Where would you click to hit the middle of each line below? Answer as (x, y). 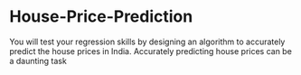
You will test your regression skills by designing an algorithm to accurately (147, 42)
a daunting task (38, 61)
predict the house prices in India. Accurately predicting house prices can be (150, 51)
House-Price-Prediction (101, 17)
